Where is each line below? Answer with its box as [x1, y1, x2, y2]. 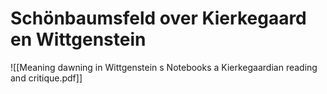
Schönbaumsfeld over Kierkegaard [10, 7, 307, 30]
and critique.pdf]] [10, 72, 83, 84]
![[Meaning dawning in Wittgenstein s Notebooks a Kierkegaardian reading [10, 61, 318, 73]
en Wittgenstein [10, 28, 147, 51]
